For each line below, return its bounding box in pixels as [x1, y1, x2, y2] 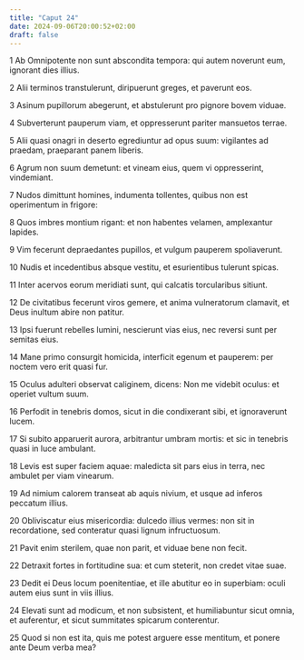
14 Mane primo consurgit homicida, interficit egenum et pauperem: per [9, 352, 274, 363]
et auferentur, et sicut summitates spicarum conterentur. [9, 615, 220, 625]
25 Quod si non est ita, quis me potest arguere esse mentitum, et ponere [9, 633, 280, 644]
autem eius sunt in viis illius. [9, 587, 114, 598]
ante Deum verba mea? [9, 642, 97, 653]
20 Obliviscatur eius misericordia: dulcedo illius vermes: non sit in [9, 515, 255, 526]
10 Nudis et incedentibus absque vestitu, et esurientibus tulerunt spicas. [9, 262, 279, 273]
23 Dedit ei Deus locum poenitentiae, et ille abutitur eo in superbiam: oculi [9, 578, 286, 589]
